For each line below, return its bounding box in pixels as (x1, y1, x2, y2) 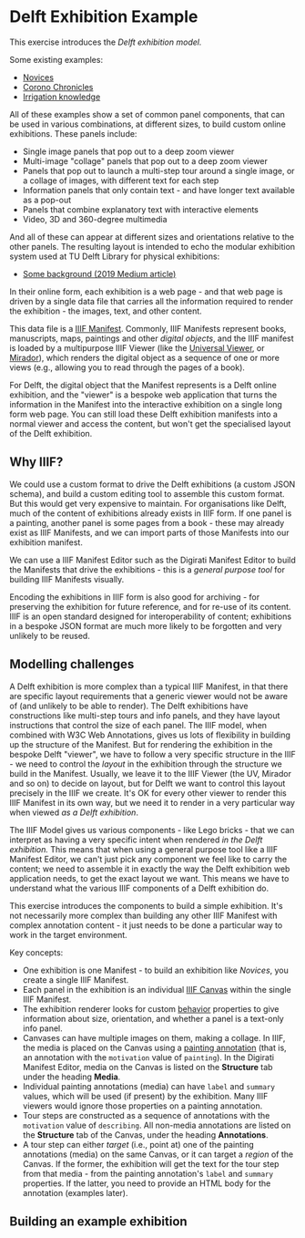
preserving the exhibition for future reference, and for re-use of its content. (9, 601, 291, 612)
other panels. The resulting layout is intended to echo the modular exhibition (9, 241, 296, 252)
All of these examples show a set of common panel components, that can (9, 108, 285, 119)
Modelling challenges (9, 656, 135, 672)
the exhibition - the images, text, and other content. (9, 305, 202, 316)
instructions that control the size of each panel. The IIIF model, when (9, 719, 267, 730)
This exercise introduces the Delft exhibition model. (9, 36, 202, 47)
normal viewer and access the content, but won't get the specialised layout (9, 418, 291, 429)
